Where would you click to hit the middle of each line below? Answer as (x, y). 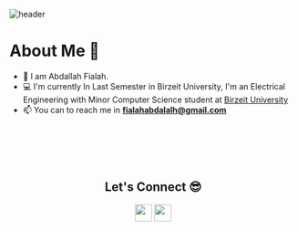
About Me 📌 (55, 51)
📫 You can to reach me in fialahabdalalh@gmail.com (124, 110)
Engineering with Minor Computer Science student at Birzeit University (155, 100)
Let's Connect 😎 (153, 187)
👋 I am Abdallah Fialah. (66, 76)
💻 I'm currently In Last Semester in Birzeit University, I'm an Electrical (154, 86)
